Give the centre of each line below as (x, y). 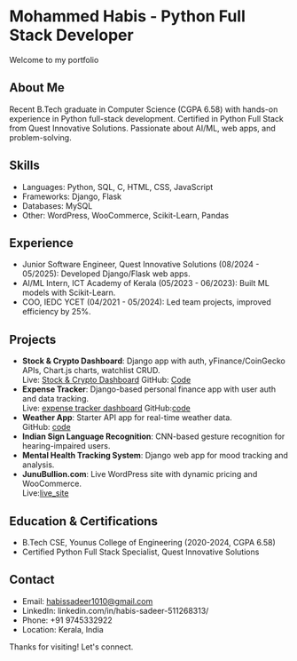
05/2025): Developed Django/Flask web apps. (106, 274)
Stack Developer (72, 35)
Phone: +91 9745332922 (67, 620)
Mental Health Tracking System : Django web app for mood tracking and (155, 456)
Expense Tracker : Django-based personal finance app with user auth (149, 389)
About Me (37, 88)
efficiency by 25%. (56, 312)
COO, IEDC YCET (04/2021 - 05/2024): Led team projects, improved (147, 302)
